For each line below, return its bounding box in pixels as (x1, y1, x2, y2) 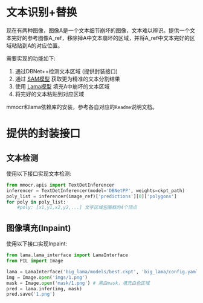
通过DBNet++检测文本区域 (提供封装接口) (14, 67, 118, 75)
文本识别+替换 (6, 5, 77, 19)
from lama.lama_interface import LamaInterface (6, 252, 129, 258)
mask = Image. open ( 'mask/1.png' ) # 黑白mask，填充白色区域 (6, 280, 150, 286)
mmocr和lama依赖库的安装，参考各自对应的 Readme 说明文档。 (6, 103, 158, 110)
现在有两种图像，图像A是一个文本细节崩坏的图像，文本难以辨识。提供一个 (6, 27, 190, 34)
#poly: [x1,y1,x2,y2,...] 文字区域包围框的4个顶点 (17, 204, 137, 211)
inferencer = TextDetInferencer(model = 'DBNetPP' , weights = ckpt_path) (6, 187, 185, 194)
